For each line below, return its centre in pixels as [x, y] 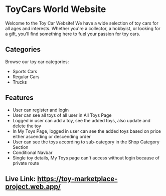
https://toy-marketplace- [77, 179]
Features [19, 98]
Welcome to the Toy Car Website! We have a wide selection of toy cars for [82, 23]
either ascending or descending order [52, 136]
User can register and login [41, 110]
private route [26, 163]
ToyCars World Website [56, 9]
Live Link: [21, 179]
